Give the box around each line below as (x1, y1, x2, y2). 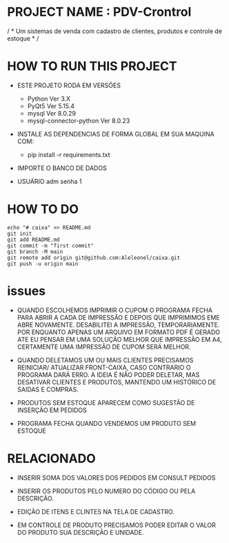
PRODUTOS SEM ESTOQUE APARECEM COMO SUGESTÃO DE (17, 398, 195, 407)
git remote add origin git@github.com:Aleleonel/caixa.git (7, 254, 181, 261)
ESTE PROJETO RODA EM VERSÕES (17, 81, 121, 90)
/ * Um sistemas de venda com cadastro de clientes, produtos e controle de (7, 27, 223, 35)
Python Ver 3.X (27, 94, 71, 103)
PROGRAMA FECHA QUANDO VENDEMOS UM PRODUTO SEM (17, 419, 197, 427)
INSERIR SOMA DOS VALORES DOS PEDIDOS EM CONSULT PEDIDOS (17, 473, 216, 482)
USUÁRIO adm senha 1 (17, 177, 82, 185)
